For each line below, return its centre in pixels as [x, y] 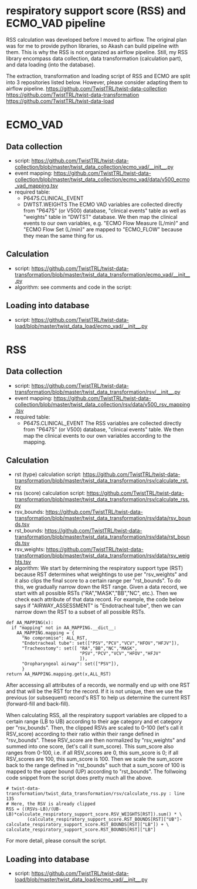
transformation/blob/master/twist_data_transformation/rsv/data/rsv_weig [102, 556]
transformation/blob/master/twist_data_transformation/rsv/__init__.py [97, 392]
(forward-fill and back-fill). [38, 704]
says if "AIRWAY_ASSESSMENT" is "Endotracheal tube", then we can [98, 606]
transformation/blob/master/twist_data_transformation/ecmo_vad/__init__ [102, 274]
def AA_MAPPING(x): [30, 623]
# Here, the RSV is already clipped [51, 804]
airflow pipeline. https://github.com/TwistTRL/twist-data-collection [86, 88]
